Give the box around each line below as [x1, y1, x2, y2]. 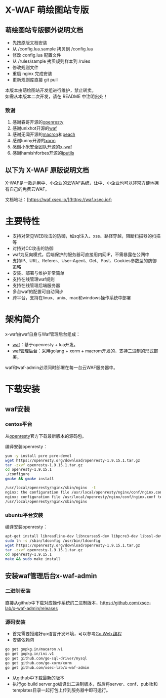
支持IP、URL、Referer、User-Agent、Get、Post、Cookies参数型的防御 [12, 258, 157, 264]
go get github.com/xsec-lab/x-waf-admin [5, 665, 90, 670]
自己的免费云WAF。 [9, 186, 49, 192]
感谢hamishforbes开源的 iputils [12, 150, 75, 156]
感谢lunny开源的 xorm [12, 138, 56, 144]
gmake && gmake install [5, 476, 54, 482]
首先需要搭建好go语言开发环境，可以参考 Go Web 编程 [12, 631, 122, 637]
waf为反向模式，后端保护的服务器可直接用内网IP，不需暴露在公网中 [12, 251, 150, 257]
